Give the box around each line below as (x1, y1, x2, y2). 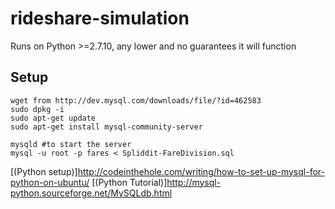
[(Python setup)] (10, 165, 78, 177)
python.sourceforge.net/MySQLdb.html (10, 187, 173, 199)
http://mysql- (166, 176, 222, 188)
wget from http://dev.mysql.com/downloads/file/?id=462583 (10, 95, 262, 106)
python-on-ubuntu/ (10, 176, 90, 188)
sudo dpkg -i (10, 104, 65, 114)
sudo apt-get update (10, 113, 97, 123)
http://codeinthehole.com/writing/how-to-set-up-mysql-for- (77, 165, 325, 177)
